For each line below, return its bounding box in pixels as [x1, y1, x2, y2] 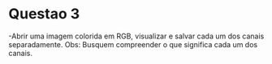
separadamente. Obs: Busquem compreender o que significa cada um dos [8, 39, 258, 49]
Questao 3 [8, 5, 80, 23]
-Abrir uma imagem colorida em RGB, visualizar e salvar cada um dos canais [8, 31, 265, 41]
